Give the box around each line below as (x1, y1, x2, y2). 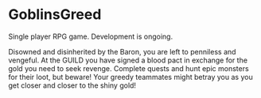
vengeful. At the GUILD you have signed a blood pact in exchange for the (8, 55, 248, 65)
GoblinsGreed (8, 6, 102, 24)
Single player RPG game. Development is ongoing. (8, 32, 173, 41)
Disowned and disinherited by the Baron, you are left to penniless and (8, 47, 236, 56)
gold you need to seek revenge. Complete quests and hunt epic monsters (8, 63, 249, 73)
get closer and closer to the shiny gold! (8, 81, 137, 90)
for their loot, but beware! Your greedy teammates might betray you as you (8, 72, 253, 81)
